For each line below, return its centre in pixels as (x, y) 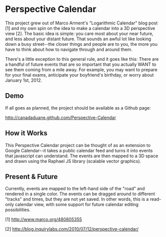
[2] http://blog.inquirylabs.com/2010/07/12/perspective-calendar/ (72, 229)
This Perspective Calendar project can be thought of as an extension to (78, 145)
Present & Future (31, 177)
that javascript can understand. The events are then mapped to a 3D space (82, 156)
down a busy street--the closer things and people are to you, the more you (81, 44)
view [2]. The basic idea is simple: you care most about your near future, (79, 33)
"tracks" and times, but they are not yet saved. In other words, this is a (77, 199)
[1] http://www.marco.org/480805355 (44, 220)
